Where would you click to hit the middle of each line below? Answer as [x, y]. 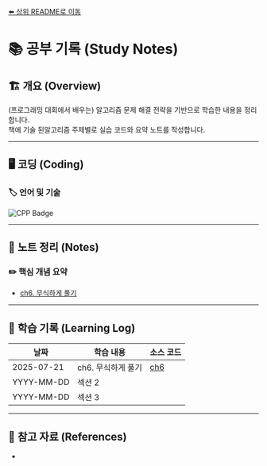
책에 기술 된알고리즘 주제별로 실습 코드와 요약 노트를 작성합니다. [107, 130]
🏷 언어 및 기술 [35, 193]
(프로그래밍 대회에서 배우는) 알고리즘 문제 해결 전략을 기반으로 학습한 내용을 [125, 110]
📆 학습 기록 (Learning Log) [72, 328]
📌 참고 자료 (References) [68, 436]
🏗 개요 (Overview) [55, 86]
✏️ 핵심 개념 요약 [38, 272]
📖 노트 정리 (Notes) [54, 247]
